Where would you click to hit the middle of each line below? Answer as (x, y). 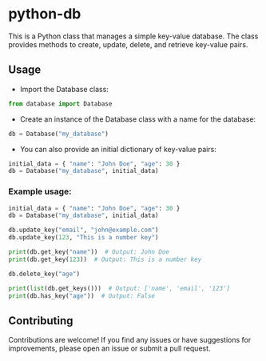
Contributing (41, 321)
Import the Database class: (64, 89)
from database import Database (60, 104)
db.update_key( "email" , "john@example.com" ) (83, 230)
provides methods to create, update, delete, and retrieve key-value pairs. (128, 44)
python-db (45, 14)
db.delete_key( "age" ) (44, 274)
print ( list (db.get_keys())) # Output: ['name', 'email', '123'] (119, 288)
